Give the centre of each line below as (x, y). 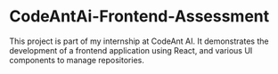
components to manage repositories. (77, 60)
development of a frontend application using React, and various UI (131, 50)
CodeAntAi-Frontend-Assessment (139, 16)
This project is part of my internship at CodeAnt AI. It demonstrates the (139, 41)
